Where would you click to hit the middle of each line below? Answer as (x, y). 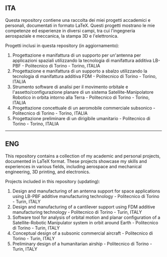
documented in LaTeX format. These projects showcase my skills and (76, 161)
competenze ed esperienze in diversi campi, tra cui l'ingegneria (70, 31)
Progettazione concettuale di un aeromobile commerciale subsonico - (84, 108)
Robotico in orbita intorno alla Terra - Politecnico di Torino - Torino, (81, 97)
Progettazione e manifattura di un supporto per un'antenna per (77, 55)
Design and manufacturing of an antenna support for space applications (86, 191)
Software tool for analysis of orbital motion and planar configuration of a (86, 217)
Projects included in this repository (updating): (53, 181)
